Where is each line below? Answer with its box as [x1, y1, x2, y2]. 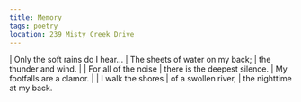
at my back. [9, 82, 53, 94]
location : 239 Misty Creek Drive [9, 30, 135, 38]
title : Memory [9, 13, 63, 22]
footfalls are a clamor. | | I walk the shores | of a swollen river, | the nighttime [9, 73, 292, 84]
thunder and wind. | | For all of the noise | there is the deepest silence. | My [9, 64, 288, 74]
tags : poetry [9, 21, 58, 30]
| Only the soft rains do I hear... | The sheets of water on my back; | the [9, 55, 271, 65]
